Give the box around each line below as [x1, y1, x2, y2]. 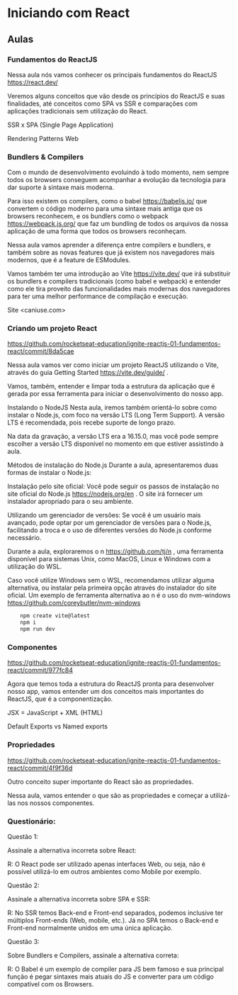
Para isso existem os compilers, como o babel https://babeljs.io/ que [7, 197, 208, 206]
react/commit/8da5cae [7, 347, 74, 356]
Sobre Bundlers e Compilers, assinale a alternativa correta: [7, 951, 179, 960]
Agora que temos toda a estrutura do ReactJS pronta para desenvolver [7, 680, 215, 688]
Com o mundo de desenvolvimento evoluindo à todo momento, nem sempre [7, 168, 229, 176]
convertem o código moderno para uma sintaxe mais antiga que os [7, 204, 203, 213]
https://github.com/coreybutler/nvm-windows [7, 599, 141, 607]
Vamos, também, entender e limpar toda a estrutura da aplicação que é [7, 382, 215, 390]
